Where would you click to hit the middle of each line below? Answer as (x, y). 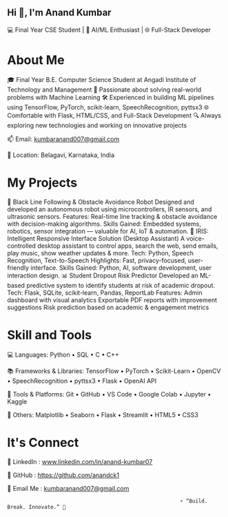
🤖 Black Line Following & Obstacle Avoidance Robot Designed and (101, 202)
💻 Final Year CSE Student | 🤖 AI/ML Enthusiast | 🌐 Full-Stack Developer (109, 30)
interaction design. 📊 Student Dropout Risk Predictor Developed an (103, 275)
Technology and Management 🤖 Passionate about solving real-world (104, 89)
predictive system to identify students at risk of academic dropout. (121, 285)
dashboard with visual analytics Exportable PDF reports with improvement (112, 299)
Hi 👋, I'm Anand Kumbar (59, 13)
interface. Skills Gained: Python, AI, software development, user (121, 267)
